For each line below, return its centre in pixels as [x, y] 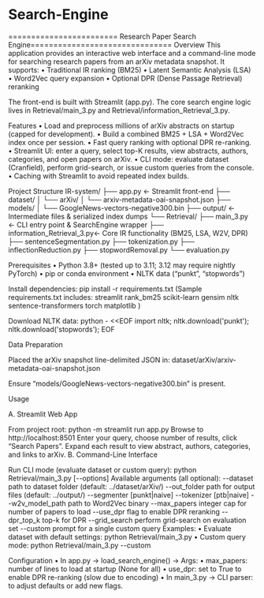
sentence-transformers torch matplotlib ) [74, 305]
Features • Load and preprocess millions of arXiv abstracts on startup [121, 125]
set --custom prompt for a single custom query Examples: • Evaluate [120, 528]
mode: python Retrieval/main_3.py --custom [80, 545]
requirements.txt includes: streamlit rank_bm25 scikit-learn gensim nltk [123, 297]
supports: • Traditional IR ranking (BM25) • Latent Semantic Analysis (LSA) [130, 69]
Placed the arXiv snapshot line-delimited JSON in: [89, 360]
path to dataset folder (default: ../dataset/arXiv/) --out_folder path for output [132, 486]
